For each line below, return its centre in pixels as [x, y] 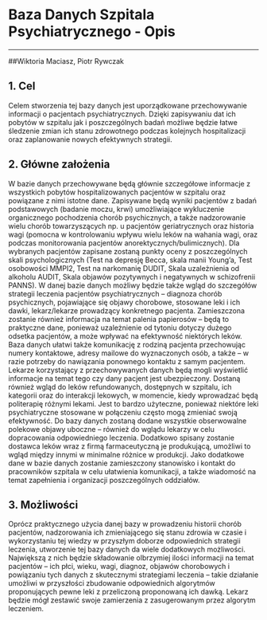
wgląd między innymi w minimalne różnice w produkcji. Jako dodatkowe [126, 454]
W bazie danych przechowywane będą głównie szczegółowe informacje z [130, 183]
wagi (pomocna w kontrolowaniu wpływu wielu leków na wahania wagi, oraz [133, 234]
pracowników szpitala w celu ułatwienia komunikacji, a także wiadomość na [132, 471]
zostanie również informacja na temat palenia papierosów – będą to [118, 319]
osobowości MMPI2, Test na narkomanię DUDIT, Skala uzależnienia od [124, 268]
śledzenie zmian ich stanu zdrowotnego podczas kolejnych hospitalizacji [127, 131]
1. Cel [22, 86]
